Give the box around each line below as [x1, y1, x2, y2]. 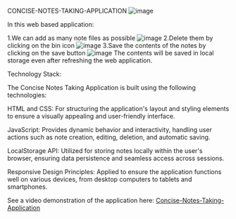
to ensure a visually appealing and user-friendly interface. [7, 112, 175, 120]
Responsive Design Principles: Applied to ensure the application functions [7, 168, 222, 175]
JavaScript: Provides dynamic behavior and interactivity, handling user [7, 126, 213, 133]
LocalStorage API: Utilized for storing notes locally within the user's [7, 147, 203, 154]
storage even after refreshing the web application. [7, 56, 153, 65]
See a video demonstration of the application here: [7, 197, 155, 204]
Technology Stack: [7, 70, 62, 78]
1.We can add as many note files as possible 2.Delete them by [7, 34, 213, 42]
